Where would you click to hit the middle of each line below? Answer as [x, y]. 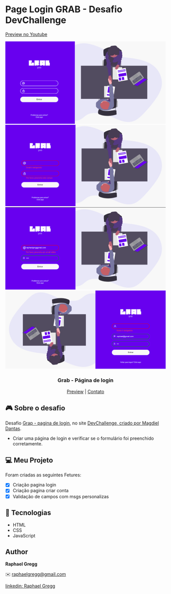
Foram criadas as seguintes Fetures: [43, 475]
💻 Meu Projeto [29, 460]
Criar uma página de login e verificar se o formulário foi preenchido [83, 438]
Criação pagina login [34, 485]
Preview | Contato [85, 391]
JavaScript [24, 536]
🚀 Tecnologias [28, 513]
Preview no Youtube [26, 34]
